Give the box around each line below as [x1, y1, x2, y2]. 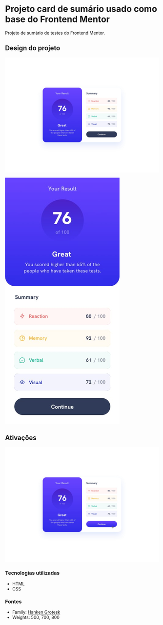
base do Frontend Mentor [5, 14, 110, 25]
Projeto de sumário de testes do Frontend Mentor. [5, 30, 105, 36]
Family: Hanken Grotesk [12, 609, 61, 615]
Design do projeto [5, 44, 61, 52]
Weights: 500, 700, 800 [12, 614, 60, 620]
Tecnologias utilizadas [5, 569, 60, 576]
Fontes [5, 598, 22, 605]
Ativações [5, 434, 37, 442]
